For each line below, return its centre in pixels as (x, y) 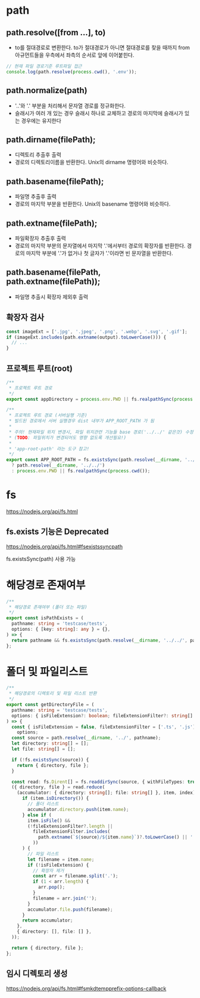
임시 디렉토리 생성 (37, 974)
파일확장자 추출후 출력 (40, 238)
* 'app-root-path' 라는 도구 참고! (49, 449)
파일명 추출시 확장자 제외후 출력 (51, 297)
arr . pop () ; (51, 888)
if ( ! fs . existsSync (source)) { (50, 760)
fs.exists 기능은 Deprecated (57, 532)
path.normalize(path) (47, 90)
